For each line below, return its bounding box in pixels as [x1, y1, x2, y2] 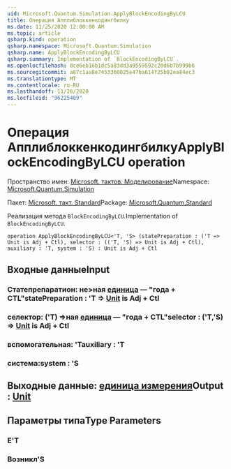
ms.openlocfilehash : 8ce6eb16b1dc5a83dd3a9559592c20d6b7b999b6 [7, 62, 195, 69]
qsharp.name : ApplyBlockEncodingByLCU [7, 50, 120, 57]
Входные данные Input [7, 264, 110, 276]
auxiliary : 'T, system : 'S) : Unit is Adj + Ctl [7, 245, 158, 252]
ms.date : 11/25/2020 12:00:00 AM [7, 23, 105, 30]
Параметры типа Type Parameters [7, 415, 162, 426]
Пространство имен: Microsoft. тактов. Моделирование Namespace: [7, 177, 209, 186]
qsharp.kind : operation [7, 36, 77, 43]
